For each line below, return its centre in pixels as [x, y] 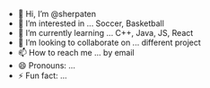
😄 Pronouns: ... [47, 66]
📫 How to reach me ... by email [76, 53]
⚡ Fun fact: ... [42, 75]
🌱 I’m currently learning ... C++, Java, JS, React [105, 33]
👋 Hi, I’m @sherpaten [57, 14]
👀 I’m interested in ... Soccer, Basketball [91, 23]
